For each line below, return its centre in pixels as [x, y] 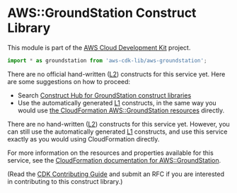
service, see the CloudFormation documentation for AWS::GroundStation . [114, 160]
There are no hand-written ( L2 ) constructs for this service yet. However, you [118, 124]
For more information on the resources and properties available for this [110, 153]
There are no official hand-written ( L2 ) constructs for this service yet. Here [116, 74]
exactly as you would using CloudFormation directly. [83, 139]
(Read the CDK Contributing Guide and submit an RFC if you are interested [116, 174]
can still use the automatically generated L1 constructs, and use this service [117, 131]
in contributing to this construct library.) [65, 181]
